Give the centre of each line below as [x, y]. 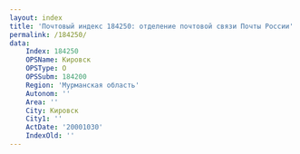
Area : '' [42, 102]
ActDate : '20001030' [64, 128]
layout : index [36, 18]
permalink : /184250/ [48, 34]
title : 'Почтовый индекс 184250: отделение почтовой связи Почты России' [152, 26]
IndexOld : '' [50, 136]
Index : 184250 [52, 52]
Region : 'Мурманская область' [83, 85]
